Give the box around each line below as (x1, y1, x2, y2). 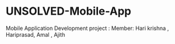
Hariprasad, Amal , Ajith (6, 31, 65, 38)
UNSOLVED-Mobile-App (6, 4, 132, 18)
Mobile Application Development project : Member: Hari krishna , (6, 24, 169, 32)
